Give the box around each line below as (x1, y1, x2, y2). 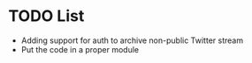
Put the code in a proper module (20, 44, 139, 54)
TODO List (8, 6, 85, 26)
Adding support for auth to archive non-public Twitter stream (20, 35, 244, 45)
